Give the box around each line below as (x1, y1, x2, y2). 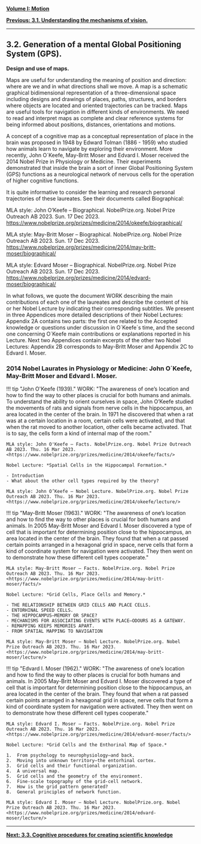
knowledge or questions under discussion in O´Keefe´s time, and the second (6, 324, 194, 331)
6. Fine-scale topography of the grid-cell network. (6, 779, 144, 785)
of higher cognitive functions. (6, 176, 79, 184)
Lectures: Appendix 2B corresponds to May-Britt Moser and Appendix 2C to (6, 343, 194, 350)
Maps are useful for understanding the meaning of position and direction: (6, 76, 187, 83)
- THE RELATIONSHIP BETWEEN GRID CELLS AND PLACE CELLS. (6, 602, 151, 608)
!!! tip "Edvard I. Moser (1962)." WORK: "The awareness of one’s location (6, 665, 185, 672)
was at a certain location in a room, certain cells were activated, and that (6, 417, 185, 424)
